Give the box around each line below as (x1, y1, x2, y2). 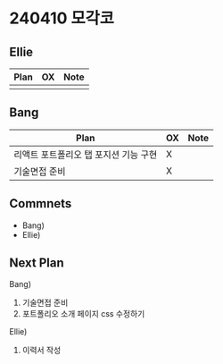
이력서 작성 (21, 345, 62, 356)
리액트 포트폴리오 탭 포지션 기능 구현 (13, 148, 158, 161)
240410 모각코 (9, 8, 114, 29)
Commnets (9, 196, 72, 211)
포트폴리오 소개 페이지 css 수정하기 (21, 309, 145, 319)
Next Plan (9, 256, 64, 271)
